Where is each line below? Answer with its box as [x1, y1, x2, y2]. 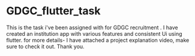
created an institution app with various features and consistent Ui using [6, 30, 182, 37]
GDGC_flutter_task [6, 4, 101, 18]
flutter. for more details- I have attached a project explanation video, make [6, 36, 190, 43]
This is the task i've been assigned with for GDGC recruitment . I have [6, 24, 178, 31]
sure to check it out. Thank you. [6, 43, 85, 50]
